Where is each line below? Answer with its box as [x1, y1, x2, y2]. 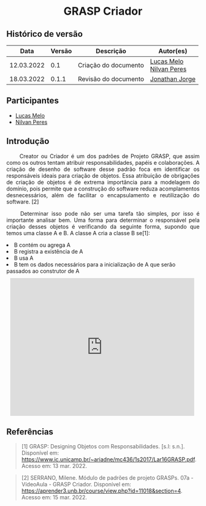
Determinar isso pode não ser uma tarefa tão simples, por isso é [20, 210, 200, 217]
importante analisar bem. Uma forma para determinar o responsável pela [6, 216, 200, 224]
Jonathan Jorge [150, 75, 196, 83]
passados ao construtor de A [6, 267, 80, 274]
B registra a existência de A [14, 247, 83, 255]
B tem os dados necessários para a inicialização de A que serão [14, 260, 176, 268]
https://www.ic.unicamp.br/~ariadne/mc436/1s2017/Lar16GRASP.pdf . [21, 456, 197, 463]
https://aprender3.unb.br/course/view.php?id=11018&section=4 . [21, 487, 183, 494]
